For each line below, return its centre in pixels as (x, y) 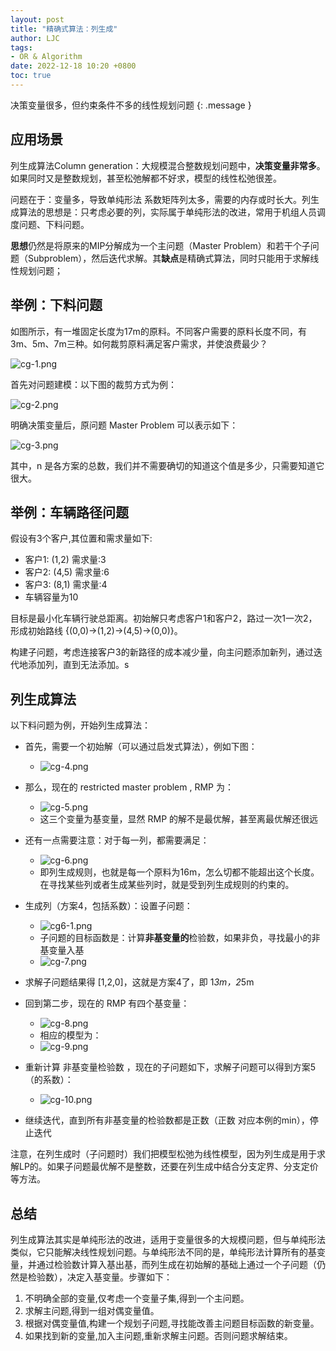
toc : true (31, 76)
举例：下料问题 (56, 305)
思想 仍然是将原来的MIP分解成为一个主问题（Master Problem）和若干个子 (160, 245)
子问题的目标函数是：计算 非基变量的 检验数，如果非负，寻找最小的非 (180, 938)
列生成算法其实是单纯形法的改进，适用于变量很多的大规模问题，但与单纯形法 (168, 1239)
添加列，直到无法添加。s (78, 665)
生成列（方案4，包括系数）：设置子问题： (108, 906)
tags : (21, 47)
